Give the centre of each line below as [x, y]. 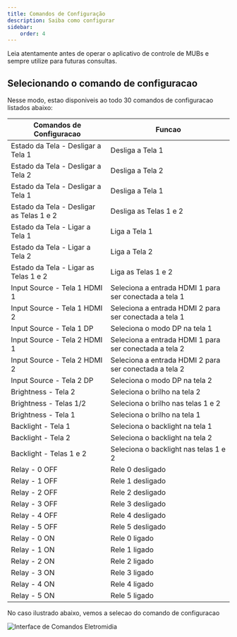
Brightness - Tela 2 [43, 392]
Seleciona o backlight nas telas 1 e [168, 449]
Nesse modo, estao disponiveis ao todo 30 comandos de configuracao [110, 100]
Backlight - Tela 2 [41, 438]
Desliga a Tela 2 [137, 171]
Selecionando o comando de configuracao [103, 83]
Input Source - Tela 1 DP [52, 329]
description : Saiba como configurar [61, 20]
